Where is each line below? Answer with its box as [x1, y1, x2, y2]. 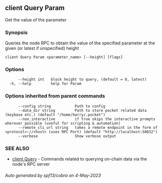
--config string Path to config [18, 103, 106, 109]
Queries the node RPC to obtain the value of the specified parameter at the [5, 40, 155, 46]
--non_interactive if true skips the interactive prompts [18, 117, 156, 122]
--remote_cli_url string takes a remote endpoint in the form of [18, 125, 158, 130]
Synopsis [5, 29, 28, 36]
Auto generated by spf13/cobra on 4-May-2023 [5, 172, 101, 178]
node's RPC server [12, 161, 50, 167]
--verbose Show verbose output [18, 134, 117, 139]
